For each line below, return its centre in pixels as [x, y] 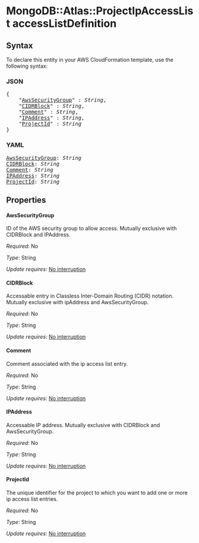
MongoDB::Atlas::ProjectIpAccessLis [100, 11]
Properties [26, 200]
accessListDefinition [64, 23]
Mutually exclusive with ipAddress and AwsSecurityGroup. [78, 302]
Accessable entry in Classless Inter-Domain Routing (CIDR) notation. [90, 296]
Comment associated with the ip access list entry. [67, 364]
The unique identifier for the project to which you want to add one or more [97, 493]
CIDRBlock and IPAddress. [38, 235]
